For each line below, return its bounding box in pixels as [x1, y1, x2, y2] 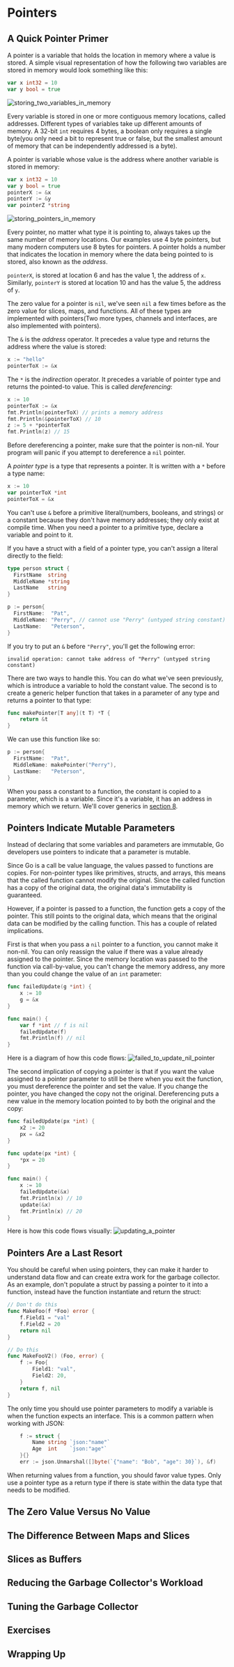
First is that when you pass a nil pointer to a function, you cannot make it [7, 940, 219, 948]
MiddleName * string [13, 578, 70, 585]
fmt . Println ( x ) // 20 [19, 1208, 82, 1215]
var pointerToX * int [7, 489, 68, 496]
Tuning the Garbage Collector [7, 1601, 139, 1613]
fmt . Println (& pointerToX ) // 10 [7, 415, 101, 422]
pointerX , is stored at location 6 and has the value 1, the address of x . [7, 271, 207, 279]
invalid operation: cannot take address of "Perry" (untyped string [7, 655, 210, 663]
